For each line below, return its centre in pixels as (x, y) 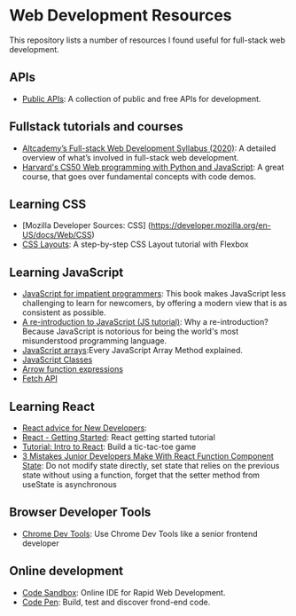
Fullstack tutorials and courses (96, 126)
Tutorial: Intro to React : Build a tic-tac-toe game (109, 446)
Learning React (52, 406)
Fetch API (39, 379)
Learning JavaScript (66, 272)
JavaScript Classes (57, 359)
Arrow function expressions (73, 369)
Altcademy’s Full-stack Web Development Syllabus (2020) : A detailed (149, 148)
